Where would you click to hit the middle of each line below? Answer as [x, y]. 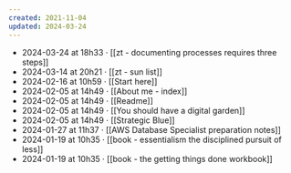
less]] [32, 149]
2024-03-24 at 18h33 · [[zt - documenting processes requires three [149, 52]
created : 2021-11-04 [48, 18]
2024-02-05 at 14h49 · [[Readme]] [88, 100]
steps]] [35, 62]
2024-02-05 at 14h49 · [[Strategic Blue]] [98, 120]
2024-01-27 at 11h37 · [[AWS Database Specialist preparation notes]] [151, 129]
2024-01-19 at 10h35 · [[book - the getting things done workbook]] [147, 158]
